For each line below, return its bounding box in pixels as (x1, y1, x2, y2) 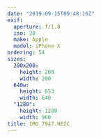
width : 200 (20, 75, 52, 82)
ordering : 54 (7, 49, 45, 56)
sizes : (7, 56, 26, 63)
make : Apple (13, 36, 49, 43)
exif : (7, 17, 23, 24)
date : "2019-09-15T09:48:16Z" (7, 10, 95, 17)
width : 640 (20, 95, 52, 102)
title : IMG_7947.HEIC (7, 120, 70, 128)
